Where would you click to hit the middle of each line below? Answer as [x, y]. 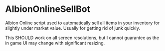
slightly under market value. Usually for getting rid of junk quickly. [73, 28]
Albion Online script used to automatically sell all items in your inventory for [82, 23]
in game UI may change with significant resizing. [55, 43]
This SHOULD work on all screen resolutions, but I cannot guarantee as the [82, 38]
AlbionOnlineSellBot [48, 9]
